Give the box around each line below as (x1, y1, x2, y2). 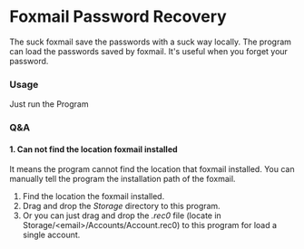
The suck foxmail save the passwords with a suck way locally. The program (9, 36, 292, 47)
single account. (22, 229, 81, 241)
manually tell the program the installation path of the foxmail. (9, 174, 236, 185)
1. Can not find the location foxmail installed (9, 143, 179, 155)
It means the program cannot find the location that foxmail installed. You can (9, 164, 295, 175)
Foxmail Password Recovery (9, 6, 227, 27)
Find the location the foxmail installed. (22, 191, 165, 202)
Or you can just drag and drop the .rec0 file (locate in (22, 210, 222, 221)
